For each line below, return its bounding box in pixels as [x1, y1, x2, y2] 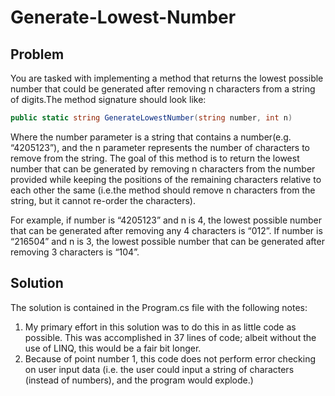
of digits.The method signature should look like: [10, 94, 207, 105]
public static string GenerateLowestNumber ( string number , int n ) [10, 113, 293, 123]
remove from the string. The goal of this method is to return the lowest [10, 152, 300, 164]
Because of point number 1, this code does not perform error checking [24, 352, 316, 365]
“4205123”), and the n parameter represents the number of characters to [10, 141, 310, 153]
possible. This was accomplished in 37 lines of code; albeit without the [24, 331, 317, 343]
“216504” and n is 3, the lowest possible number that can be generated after [10, 235, 325, 247]
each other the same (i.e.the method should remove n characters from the [10, 184, 316, 196]
